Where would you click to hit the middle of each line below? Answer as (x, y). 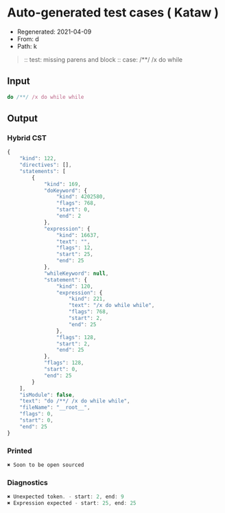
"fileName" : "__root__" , (55, 408)
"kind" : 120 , (75, 286)
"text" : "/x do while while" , (111, 306)
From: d (28, 38)
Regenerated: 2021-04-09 (54, 32)
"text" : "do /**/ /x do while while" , (75, 401)
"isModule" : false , (47, 395)
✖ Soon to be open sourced (46, 465)
